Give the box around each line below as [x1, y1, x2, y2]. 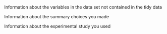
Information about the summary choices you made [4, 14, 109, 19]
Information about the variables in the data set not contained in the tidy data [4, 4, 162, 10]
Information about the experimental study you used [4, 23, 111, 29]
